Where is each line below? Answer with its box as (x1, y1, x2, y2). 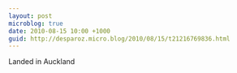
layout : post (8, 11, 53, 20)
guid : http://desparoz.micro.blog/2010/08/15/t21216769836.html (8, 34, 231, 43)
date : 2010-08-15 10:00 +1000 (8, 27, 111, 35)
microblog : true (8, 19, 63, 28)
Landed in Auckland (8, 57, 75, 67)
